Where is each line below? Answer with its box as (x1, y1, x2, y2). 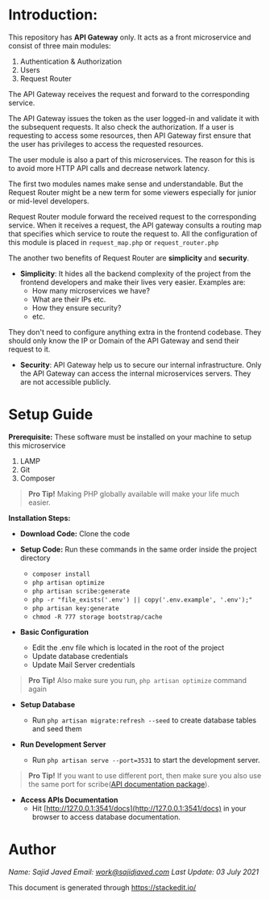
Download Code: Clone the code (19, 528, 131, 538)
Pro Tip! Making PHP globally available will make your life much (27, 489, 240, 498)
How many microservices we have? (31, 285, 151, 295)
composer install (31, 570, 91, 578)
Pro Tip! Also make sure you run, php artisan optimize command (27, 675, 247, 685)
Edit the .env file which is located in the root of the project (31, 643, 225, 652)
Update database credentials (31, 651, 129, 660)
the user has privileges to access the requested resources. (8, 139, 204, 148)
